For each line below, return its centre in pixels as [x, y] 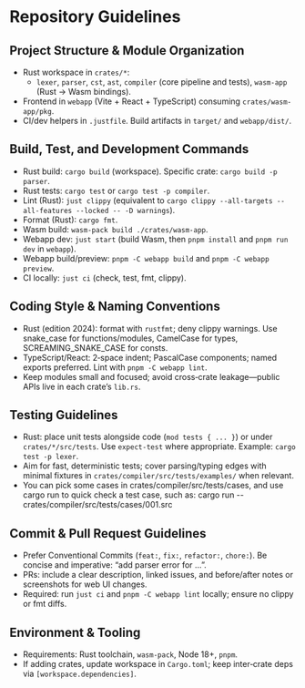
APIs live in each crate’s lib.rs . [81, 386]
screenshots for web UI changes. [85, 584]
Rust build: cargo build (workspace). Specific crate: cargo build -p [150, 171]
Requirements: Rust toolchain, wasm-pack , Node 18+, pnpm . [130, 654]
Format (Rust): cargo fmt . [70, 220]
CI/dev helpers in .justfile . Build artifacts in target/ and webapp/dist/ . [157, 121]
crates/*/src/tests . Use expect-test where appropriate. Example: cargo [159, 447]
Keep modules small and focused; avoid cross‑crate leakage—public [151, 376]
